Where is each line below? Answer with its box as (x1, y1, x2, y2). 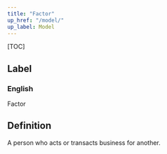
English (7, 83, 34, 93)
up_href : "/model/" (7, 17, 65, 24)
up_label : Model (7, 23, 55, 30)
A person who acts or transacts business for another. (7, 138, 161, 147)
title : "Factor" (7, 10, 55, 17)
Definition (7, 120, 51, 132)
